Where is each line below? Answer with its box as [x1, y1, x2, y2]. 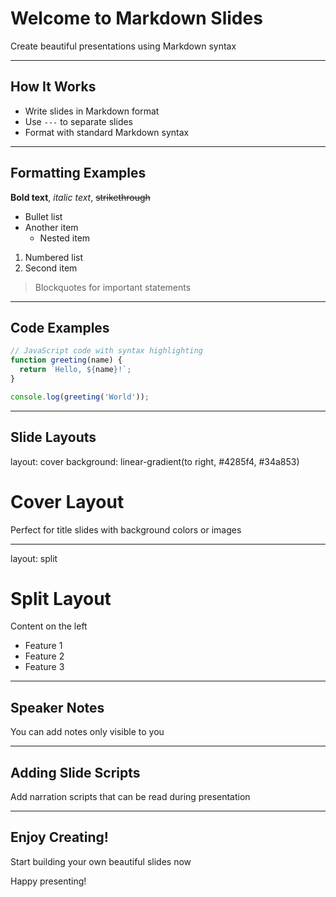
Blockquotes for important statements [34, 281, 192, 293]
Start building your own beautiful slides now [10, 855, 192, 867]
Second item [24, 262, 78, 274]
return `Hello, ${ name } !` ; [19, 365, 132, 375]
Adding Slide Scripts [10, 764, 141, 781]
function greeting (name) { [10, 355, 123, 366]
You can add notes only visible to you [10, 726, 165, 738]
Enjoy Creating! [10, 829, 109, 846]
